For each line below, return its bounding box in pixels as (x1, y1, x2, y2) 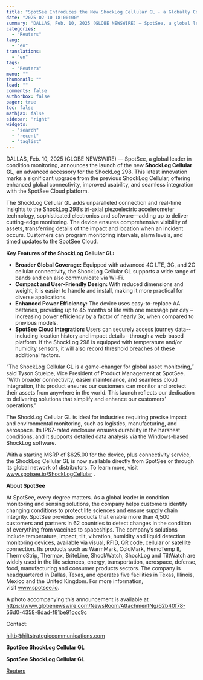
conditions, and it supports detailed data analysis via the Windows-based (6, 433, 189, 440)
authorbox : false (6, 93, 50, 99)
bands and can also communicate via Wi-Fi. (14, 274, 125, 281)
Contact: (6, 620, 28, 627)
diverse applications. (14, 293, 68, 301)
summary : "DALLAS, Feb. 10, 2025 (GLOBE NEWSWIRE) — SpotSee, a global (6, 20, 190, 26)
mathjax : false (6, 110, 45, 116)
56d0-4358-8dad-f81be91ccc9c (6, 608, 88, 616)
